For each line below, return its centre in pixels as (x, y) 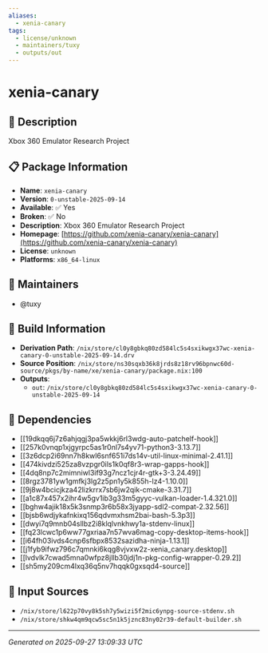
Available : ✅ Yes (47, 207)
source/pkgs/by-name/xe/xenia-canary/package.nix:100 (111, 371)
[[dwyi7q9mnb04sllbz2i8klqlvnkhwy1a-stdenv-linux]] (107, 524)
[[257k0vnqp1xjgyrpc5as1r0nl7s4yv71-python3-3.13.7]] (110, 448)
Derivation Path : (47, 348)
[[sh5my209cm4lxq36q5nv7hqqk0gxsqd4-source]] (105, 566)
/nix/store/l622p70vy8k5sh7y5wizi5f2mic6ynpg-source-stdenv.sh (127, 611)
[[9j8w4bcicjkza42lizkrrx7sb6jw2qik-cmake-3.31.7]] (106, 490)
